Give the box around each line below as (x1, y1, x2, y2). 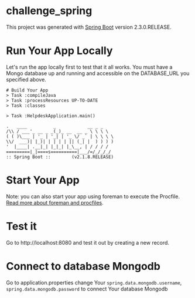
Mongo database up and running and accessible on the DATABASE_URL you (6, 69, 190, 77)
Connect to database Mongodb (6, 259, 161, 273)
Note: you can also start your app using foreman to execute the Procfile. (6, 192, 180, 200)
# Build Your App (6, 87, 49, 93)
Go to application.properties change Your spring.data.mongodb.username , (6, 279, 182, 286)
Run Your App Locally (6, 44, 113, 57)
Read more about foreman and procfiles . (6, 199, 104, 206)
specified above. (6, 76, 47, 83)
